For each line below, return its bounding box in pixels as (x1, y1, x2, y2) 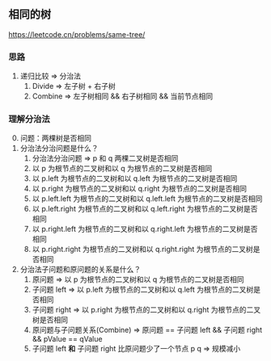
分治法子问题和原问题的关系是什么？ (19, 265, 142, 275)
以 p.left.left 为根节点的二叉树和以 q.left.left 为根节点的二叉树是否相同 (32, 194, 263, 204)
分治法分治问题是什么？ (19, 144, 99, 153)
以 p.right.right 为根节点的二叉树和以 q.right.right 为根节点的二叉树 (32, 245, 253, 254)
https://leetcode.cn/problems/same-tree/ (8, 29, 146, 39)
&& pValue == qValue (32, 334, 103, 344)
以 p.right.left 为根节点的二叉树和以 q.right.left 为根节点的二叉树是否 (32, 225, 258, 234)
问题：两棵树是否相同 (19, 133, 91, 143)
